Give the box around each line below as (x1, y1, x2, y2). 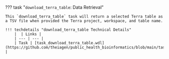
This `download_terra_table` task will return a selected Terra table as (5, 14, 163, 19)
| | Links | (14, 32, 42, 37)
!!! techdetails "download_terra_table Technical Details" (5, 27, 132, 32)
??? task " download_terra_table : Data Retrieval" (5, 5, 104, 10)
